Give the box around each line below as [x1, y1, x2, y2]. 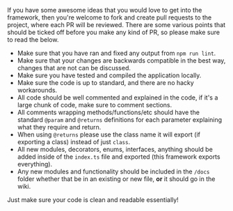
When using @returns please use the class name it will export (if [17, 130, 200, 139]
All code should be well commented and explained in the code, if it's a [17, 93, 218, 102]
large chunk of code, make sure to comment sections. [17, 101, 172, 109]
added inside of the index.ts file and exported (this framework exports [17, 153, 220, 161]
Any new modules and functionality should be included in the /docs [17, 167, 210, 175]
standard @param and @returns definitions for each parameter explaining [17, 116, 223, 124]
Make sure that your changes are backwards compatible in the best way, [17, 56, 226, 65]
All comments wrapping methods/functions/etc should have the [17, 108, 200, 116]
